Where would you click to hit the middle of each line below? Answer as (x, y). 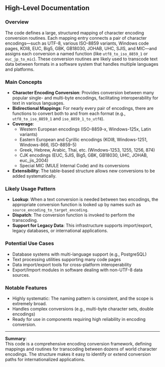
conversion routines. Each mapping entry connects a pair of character (76, 38)
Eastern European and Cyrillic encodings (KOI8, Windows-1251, (83, 139)
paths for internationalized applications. (45, 359)
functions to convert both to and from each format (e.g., (69, 113)
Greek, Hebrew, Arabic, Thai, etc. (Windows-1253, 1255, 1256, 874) (87, 150)
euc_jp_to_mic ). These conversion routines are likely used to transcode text (82, 59)
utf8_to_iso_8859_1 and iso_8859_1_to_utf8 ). (58, 118)
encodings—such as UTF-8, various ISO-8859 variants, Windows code (77, 43)
